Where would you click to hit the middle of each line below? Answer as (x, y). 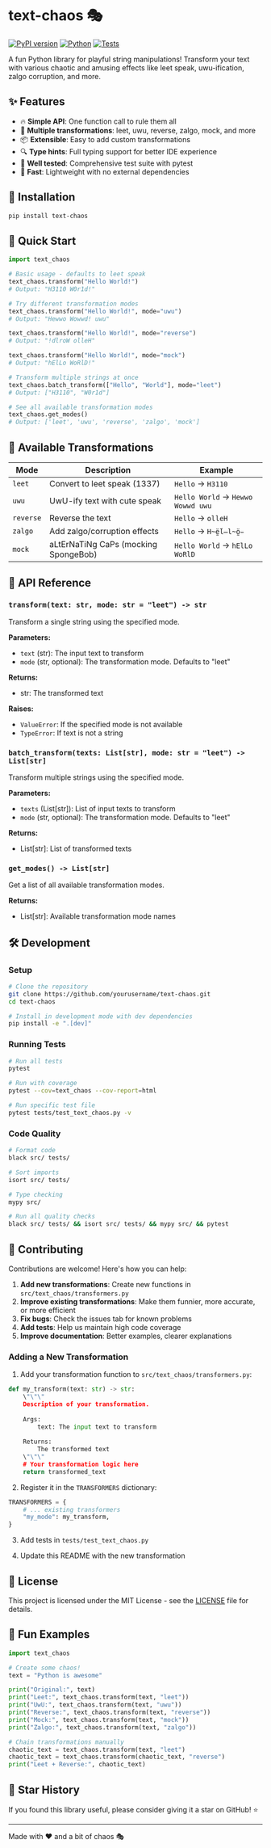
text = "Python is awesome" (56, 1675)
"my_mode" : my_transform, (67, 1517)
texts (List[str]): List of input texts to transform (98, 808)
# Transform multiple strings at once (73, 377)
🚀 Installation (42, 198)
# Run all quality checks (52, 1217)
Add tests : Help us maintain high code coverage (100, 1327)
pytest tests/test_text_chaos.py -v (70, 1113)
